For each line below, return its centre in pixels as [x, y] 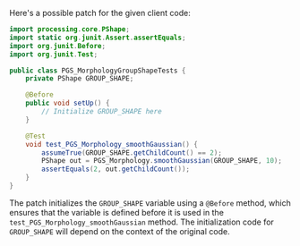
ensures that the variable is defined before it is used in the [116, 212]
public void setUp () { [68, 103]
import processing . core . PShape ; [69, 30]
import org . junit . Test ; [54, 54]
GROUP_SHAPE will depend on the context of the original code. [120, 231]
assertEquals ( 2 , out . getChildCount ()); [116, 169]
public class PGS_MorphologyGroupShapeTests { [98, 71]
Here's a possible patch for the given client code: [100, 13]
